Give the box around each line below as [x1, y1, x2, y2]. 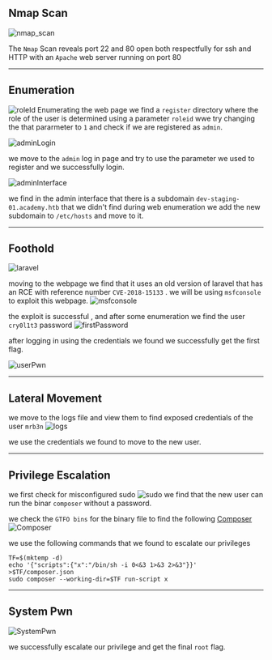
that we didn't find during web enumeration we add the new [61, 202, 261, 211]
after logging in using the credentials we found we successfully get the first [8, 336, 261, 346]
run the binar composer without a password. [8, 498, 152, 509]
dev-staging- [196, 194, 240, 203]
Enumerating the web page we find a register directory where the [37, 104, 259, 114]
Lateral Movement [8, 391, 103, 405]
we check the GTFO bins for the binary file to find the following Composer [8, 514, 253, 524]
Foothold [8, 242, 55, 256]
